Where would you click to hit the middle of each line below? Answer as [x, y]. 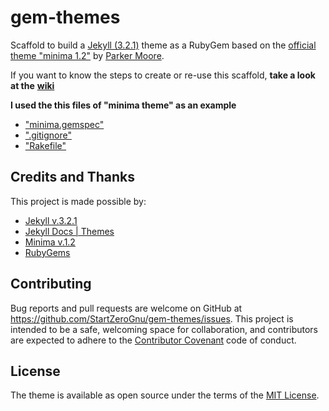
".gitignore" [48, 135]
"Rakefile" [45, 145]
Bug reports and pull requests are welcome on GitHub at [126, 308]
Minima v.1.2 [50, 242]
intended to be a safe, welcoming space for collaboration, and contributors [164, 329]
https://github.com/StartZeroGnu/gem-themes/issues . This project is [152, 318]
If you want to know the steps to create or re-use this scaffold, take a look [163, 75]
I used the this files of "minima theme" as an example [123, 105]
